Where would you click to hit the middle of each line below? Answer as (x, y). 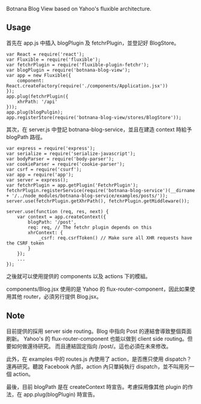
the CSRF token (25, 243)
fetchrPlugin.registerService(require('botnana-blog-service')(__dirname (101, 190)
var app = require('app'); (40, 175)
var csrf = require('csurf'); (44, 169)
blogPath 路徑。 (26, 137)
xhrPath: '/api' (38, 102)
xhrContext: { (45, 232)
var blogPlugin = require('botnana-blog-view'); (68, 70)
